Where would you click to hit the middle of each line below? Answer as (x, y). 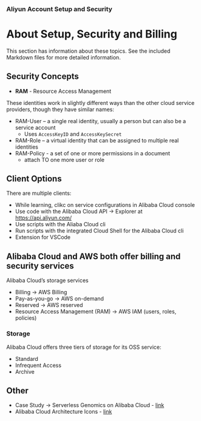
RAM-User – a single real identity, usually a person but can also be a (101, 121)
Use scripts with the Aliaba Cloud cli (60, 224)
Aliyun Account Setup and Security (59, 9)
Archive (25, 371)
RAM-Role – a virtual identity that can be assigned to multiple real (97, 140)
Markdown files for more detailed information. (64, 57)
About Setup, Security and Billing (92, 34)
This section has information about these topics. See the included (88, 51)
